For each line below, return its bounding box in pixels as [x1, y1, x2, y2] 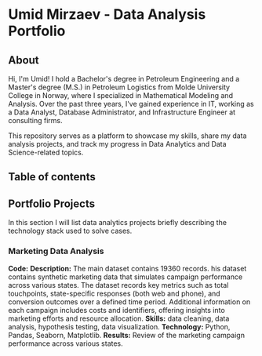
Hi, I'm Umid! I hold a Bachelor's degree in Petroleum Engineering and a [8, 74, 240, 83]
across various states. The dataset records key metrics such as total [8, 280, 229, 289]
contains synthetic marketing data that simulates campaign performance [8, 272, 243, 282]
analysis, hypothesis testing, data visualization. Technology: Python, [8, 321, 231, 331]
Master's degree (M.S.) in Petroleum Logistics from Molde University [8, 82, 230, 92]
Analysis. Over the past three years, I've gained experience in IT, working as [8, 100, 254, 108]
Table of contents [8, 170, 96, 183]
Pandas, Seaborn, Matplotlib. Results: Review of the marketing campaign [8, 330, 246, 340]
